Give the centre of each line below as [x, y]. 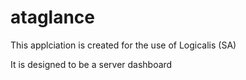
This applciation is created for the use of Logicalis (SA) [123, 45]
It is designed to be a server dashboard [91, 64]
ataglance [53, 17]
